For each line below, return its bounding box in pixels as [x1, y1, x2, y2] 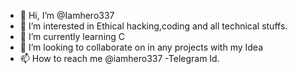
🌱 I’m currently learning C [19, 31, 126, 42]
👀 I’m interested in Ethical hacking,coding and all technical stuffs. [19, 20, 288, 32]
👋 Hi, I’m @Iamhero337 [19, 10, 115, 21]
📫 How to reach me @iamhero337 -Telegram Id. [19, 53, 220, 64]
